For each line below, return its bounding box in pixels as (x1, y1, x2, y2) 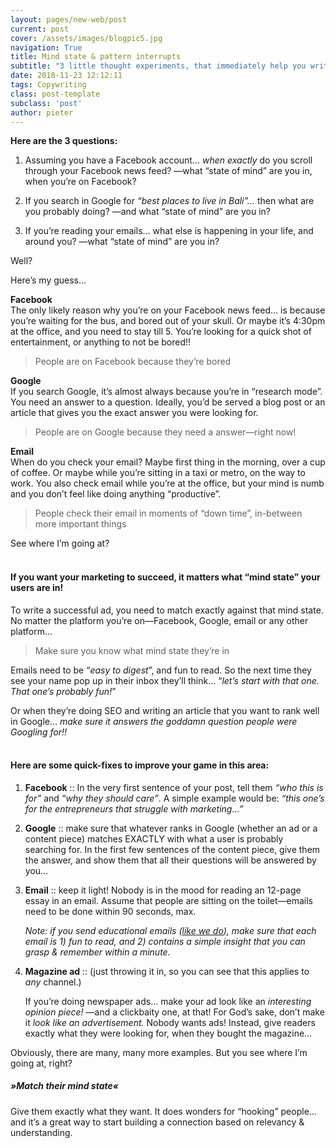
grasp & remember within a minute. (24, 946, 171, 958)
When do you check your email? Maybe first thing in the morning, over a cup (10, 456, 326, 468)
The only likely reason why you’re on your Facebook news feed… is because (10, 304, 326, 316)
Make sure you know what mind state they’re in (34, 644, 230, 656)
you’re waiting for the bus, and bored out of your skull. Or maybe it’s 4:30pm (10, 315, 326, 327)
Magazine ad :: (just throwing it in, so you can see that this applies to (24, 965, 310, 977)
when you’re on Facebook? (24, 176, 137, 188)
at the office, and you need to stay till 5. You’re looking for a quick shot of (10, 326, 312, 338)
